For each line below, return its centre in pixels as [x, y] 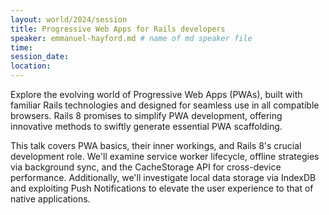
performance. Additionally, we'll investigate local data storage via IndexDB [163, 177]
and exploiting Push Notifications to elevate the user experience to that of [162, 188]
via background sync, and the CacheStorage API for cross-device [146, 167]
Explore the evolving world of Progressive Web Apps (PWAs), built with [156, 94]
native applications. [50, 199]
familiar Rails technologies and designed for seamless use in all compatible [165, 105]
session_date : [40, 57]
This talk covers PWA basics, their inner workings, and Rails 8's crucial [156, 145]
